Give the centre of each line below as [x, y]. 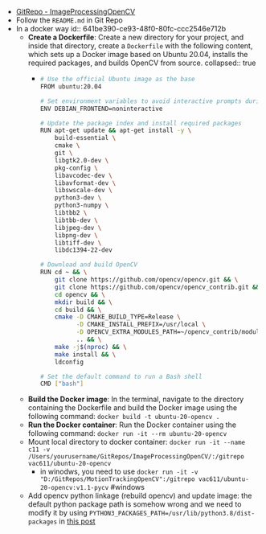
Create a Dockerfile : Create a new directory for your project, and [135, 37]
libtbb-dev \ [76, 220]
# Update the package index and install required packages [141, 123]
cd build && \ [78, 310]
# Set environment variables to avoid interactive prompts [141, 101]
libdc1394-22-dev [84, 250]
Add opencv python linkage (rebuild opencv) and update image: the [140, 496]
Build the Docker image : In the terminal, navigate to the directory [136, 399]
